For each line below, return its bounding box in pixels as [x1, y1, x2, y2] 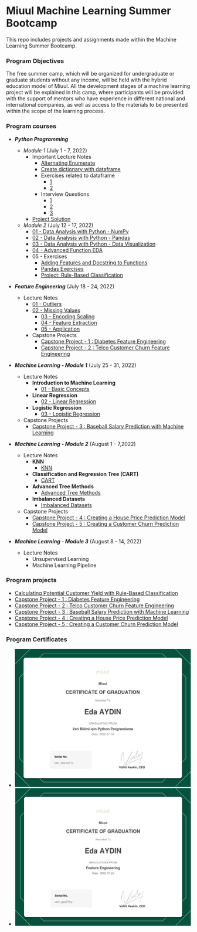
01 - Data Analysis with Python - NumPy [32, 227, 129, 235]
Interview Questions [40, 191, 90, 198]
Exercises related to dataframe [40, 172, 116, 179]
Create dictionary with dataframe [40, 165, 121, 172]
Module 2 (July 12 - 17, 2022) [23, 222, 94, 229]
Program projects [6, 576, 57, 584]
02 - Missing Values [32, 307, 81, 314]
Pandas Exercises [40, 265, 84, 272]
